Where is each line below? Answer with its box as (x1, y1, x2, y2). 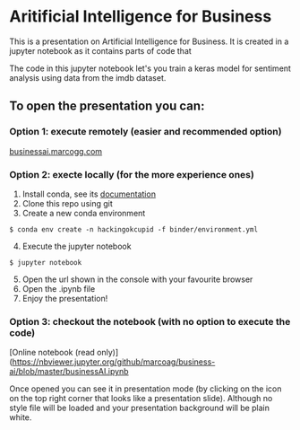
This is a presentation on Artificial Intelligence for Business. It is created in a (9, 36, 289, 47)
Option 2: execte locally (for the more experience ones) (9, 168, 255, 180)
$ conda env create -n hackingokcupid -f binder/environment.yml (9, 224, 258, 234)
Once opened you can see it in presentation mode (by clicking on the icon (9, 383, 282, 394)
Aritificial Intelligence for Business (9, 6, 272, 27)
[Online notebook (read (9, 347, 96, 358)
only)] (97, 347, 119, 358)
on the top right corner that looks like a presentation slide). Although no (9, 393, 273, 404)
